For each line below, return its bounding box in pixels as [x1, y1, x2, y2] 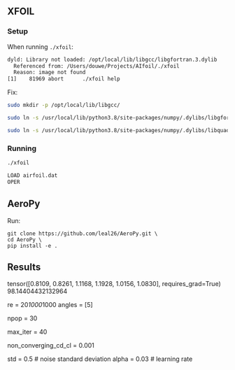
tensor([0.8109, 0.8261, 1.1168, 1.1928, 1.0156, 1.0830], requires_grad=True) [7, 280, 222, 288]
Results [7, 261, 41, 273]
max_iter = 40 [7, 328, 48, 336]
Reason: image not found [13, 69, 86, 76]
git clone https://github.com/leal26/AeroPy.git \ [7, 230, 158, 237]
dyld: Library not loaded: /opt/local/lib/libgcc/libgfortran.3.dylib [7, 56, 218, 63]
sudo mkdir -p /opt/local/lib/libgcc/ [7, 101, 120, 109]
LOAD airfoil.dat [7, 171, 58, 179]
